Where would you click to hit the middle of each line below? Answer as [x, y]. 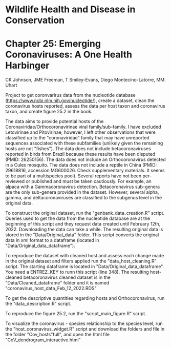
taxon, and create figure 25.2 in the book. [49, 112]
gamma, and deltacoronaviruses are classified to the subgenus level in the [84, 198]
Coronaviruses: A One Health [69, 55]
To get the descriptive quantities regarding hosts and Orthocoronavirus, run [85, 298]
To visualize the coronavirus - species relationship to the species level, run [84, 323]
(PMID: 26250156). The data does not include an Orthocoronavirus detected [86, 159]
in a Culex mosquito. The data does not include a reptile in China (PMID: [81, 165]
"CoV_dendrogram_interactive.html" [43, 340]
